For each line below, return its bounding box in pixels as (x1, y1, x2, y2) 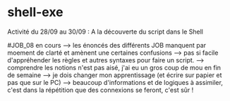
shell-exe (7, 4, 63, 20)
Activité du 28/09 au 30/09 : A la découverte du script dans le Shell (7, 27, 203, 36)
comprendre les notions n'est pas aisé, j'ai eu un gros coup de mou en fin (7, 63, 221, 72)
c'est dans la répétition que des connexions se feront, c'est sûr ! (7, 86, 194, 94)
